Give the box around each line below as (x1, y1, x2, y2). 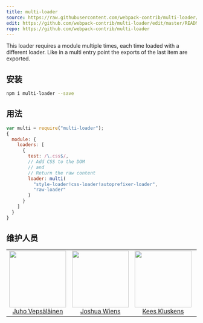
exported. (6, 55, 31, 62)
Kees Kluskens (142, 307, 184, 316)
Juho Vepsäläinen (12, 307, 63, 316)
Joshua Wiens (80, 307, 121, 316)
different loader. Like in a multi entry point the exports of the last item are (6, 49, 188, 56)
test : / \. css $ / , (28, 153, 69, 159)
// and (28, 164, 45, 170)
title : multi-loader (6, 8, 59, 15)
